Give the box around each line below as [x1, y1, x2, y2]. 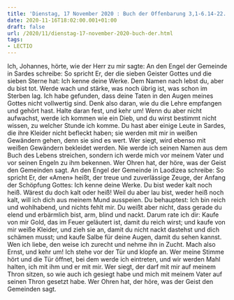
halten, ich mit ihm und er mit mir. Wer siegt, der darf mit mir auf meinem [7, 263, 217, 271]
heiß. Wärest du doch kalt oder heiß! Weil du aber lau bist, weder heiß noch [7, 188, 224, 197]
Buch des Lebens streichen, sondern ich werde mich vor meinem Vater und [7, 151, 224, 159]
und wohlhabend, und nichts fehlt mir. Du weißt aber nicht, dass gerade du [7, 203, 222, 211]
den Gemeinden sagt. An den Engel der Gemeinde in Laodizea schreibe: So [7, 166, 224, 174]
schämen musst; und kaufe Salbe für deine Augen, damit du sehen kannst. [7, 233, 222, 241]
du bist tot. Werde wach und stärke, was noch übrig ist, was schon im [7, 85, 208, 92]
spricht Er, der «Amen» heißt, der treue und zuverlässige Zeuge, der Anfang [7, 173, 226, 182]
